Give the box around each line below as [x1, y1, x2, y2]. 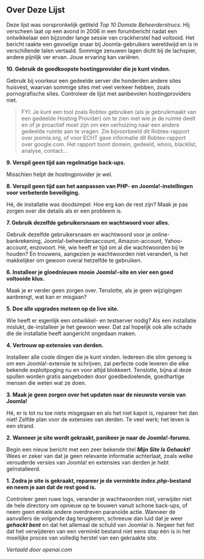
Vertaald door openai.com [6, 546, 72, 553]
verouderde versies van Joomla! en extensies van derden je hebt [6, 459, 169, 466]
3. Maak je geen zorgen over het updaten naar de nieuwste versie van [6, 391, 186, 398]
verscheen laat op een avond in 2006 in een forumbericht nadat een [6, 27, 178, 35]
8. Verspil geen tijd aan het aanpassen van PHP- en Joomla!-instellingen [6, 182, 193, 189]
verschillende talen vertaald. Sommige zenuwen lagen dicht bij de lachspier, [6, 47, 197, 54]
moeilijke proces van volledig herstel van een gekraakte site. [6, 534, 158, 541]
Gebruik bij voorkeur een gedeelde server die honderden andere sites [6, 77, 181, 84]
